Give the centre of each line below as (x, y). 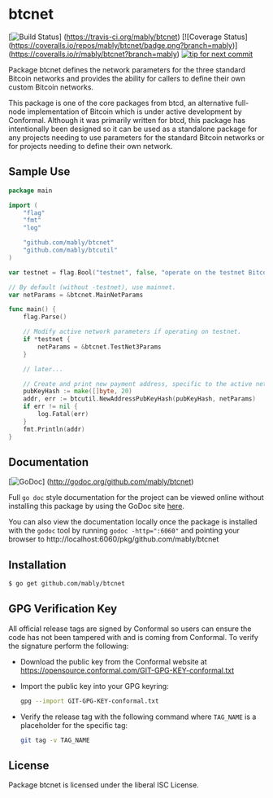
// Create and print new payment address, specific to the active (138, 384)
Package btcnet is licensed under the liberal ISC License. (104, 785)
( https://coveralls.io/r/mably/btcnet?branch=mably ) (94, 54)
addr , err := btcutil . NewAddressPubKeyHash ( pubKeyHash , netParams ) (139, 399)
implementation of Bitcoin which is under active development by (134, 112)
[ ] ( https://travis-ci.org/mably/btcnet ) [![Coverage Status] (128, 37)
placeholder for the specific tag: (74, 725)
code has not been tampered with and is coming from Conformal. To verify (133, 637)
